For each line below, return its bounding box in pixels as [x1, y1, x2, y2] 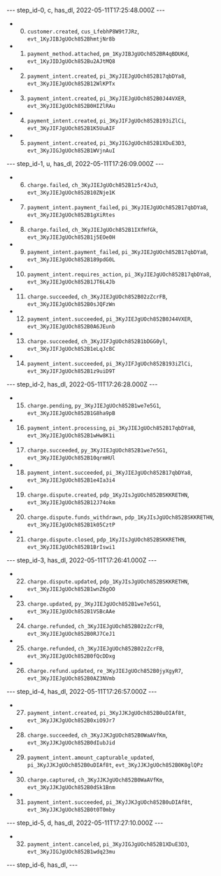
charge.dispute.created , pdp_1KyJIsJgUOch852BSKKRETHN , [27, 490, 190, 499]
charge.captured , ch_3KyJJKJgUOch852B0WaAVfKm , [27, 775, 165, 784]
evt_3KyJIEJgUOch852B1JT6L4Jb [27, 279, 116, 286]
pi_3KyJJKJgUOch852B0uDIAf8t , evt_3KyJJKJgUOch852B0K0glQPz [27, 760, 204, 769]
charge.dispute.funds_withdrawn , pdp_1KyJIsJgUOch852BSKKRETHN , [27, 513, 215, 521]
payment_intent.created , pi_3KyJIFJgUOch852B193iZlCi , [27, 116, 187, 125]
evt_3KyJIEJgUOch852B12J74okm [27, 499, 116, 506]
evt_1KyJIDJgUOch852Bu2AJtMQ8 [27, 58, 116, 65]
